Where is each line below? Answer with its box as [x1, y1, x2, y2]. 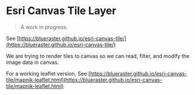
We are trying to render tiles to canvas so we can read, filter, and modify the [6, 52, 190, 59]
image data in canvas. [6, 59, 59, 66]
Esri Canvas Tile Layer [6, 4, 117, 18]
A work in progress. [20, 23, 69, 30]
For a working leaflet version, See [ [6, 70, 91, 77]
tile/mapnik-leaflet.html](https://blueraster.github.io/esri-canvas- [6, 76, 163, 83]
